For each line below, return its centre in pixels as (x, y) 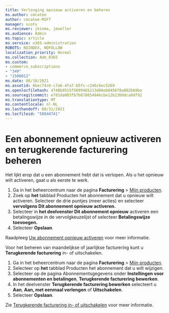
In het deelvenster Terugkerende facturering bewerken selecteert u (84, 284)
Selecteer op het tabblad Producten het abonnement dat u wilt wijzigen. (88, 268)
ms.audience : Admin (26, 34)
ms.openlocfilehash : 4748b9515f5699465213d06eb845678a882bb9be (74, 90)
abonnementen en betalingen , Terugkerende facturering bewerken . (86, 279)
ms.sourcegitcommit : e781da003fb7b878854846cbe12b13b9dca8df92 (74, 95)
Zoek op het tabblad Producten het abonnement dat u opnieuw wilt (83, 195)
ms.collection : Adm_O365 (32, 57)
